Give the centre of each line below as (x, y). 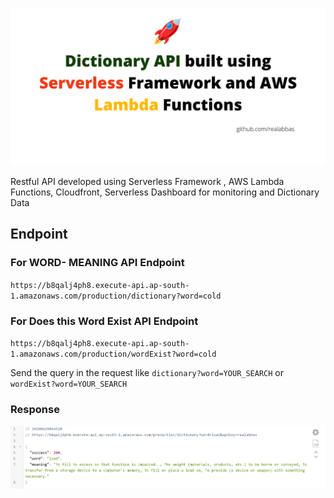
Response (35, 409)
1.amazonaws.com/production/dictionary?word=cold (116, 296)
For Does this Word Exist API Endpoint (104, 321)
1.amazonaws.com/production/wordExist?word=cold (113, 354)
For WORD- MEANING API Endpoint (97, 263)
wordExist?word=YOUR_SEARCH (69, 384)
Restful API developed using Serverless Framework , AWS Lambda (147, 181)
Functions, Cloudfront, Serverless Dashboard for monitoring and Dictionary (165, 192)
